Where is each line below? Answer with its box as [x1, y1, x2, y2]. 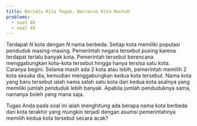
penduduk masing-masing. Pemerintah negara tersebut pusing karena [6, 47, 176, 55]
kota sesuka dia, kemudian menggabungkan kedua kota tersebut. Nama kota [6, 72, 192, 79]
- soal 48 [11, 19, 35, 25]
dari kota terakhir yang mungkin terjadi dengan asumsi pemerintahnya [6, 108, 176, 115]
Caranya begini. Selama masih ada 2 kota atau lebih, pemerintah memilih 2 [6, 66, 187, 73]
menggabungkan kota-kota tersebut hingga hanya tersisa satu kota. [6, 60, 171, 67]
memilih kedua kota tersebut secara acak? [6, 115, 109, 122]
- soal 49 [11, 25, 35, 31]
